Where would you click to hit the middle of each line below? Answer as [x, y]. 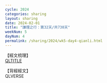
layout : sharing [21, 18]
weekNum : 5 [16, 32]
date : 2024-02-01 [23, 23]
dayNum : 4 [15, 37]
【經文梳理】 [18, 55]
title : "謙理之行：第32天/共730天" [38, 28]
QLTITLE [14, 60]
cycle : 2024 [17, 9]
